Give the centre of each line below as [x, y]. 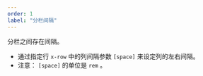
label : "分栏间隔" [33, 20]
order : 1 [20, 14]
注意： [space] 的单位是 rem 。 [62, 65]
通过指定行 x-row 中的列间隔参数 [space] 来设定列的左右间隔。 [108, 56]
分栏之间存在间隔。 [35, 41]
